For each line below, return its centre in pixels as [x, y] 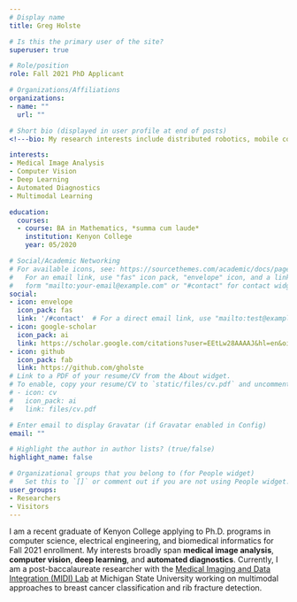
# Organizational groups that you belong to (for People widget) [132, 474]
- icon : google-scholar [53, 327]
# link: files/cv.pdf [53, 409]
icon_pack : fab [45, 359]
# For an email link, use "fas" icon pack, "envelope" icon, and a [140, 277]
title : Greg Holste [45, 26]
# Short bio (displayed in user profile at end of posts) [118, 131]
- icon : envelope [41, 302]
